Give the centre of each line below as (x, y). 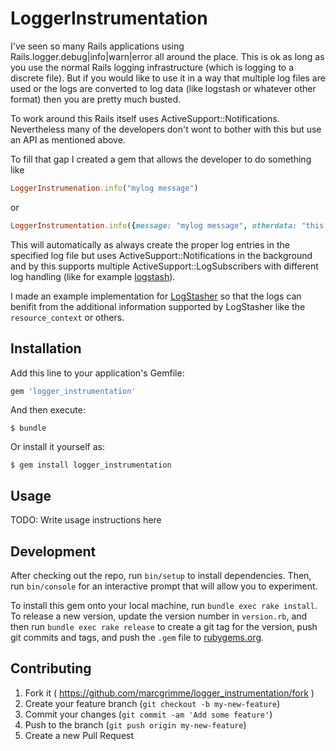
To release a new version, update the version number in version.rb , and (159, 616)
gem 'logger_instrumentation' (73, 391)
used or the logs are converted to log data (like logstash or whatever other (163, 88)
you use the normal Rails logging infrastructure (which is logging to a (152, 67)
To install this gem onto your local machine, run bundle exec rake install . (164, 605)
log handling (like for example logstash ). (93, 276)
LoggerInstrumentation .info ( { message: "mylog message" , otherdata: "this (167, 225)
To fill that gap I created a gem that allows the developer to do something (161, 159)
